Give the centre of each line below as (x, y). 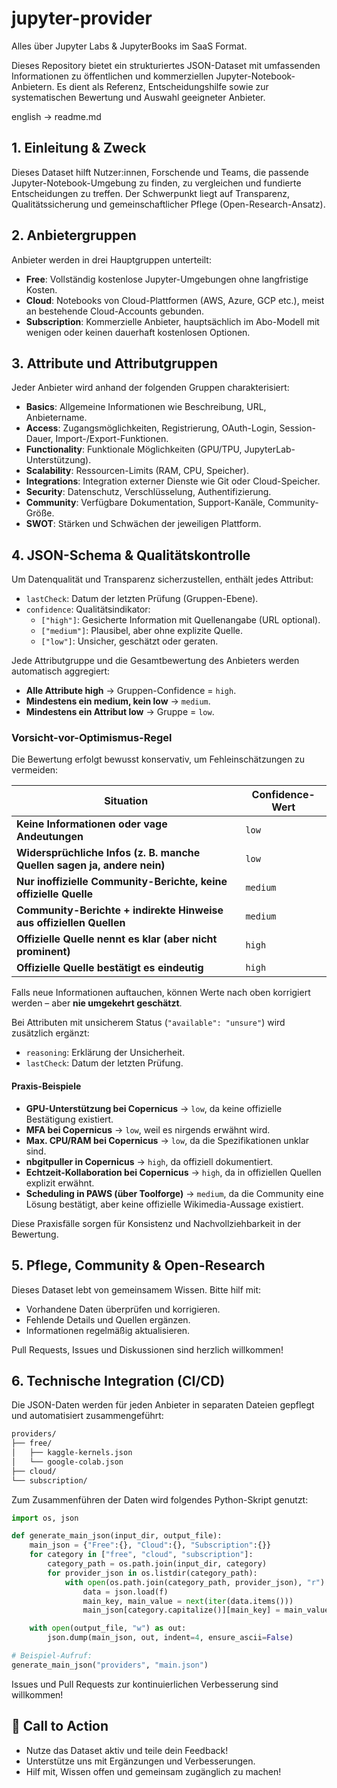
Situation (126, 801)
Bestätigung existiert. (69, 1119)
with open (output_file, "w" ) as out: (108, 1628)
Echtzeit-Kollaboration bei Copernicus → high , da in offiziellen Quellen (173, 1172)
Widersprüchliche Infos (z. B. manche (108, 853)
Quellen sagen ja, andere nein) (91, 865)
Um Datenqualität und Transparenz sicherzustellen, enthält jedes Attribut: (162, 579)
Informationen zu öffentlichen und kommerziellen (112, 76)
